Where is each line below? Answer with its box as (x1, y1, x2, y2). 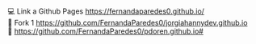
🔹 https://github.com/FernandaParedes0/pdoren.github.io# (7, 26, 204, 36)
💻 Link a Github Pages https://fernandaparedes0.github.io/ (7, 6, 205, 16)
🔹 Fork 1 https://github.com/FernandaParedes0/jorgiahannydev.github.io (7, 18, 248, 27)
